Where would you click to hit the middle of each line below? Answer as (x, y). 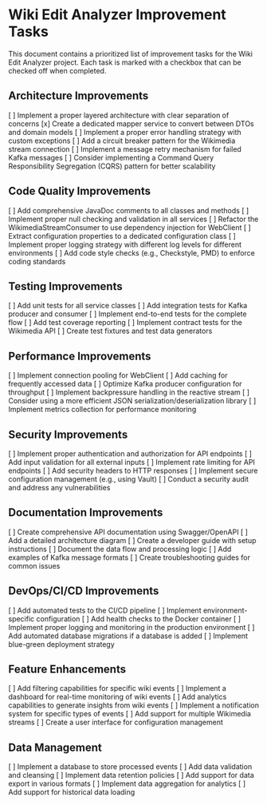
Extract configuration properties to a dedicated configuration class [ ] (122, 236)
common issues (34, 565)
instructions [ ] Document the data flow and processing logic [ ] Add (120, 549)
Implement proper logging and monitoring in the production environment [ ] (132, 627)
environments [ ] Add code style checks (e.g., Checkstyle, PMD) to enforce (132, 252)
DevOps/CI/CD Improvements (84, 591)
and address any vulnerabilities (59, 488)
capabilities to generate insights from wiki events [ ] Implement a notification (133, 705)
